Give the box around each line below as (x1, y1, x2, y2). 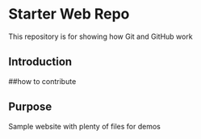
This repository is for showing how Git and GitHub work (8, 32, 193, 41)
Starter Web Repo (8, 5, 130, 23)
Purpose (8, 100, 52, 114)
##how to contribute (8, 76, 77, 86)
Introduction (8, 55, 73, 69)
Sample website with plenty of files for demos (8, 121, 161, 131)
